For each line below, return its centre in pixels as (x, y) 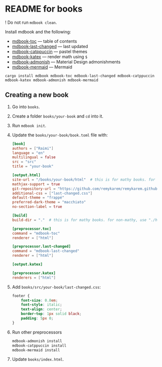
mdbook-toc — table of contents (44, 41)
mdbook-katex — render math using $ (50, 56)
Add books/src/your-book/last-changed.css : (56, 287)
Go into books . (26, 107)
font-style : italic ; (42, 305)
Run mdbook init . (29, 125)
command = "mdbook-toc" (36, 233)
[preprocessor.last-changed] (41, 247)
